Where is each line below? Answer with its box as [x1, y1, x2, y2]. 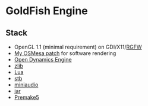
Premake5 [14, 94, 39, 101]
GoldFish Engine [5, 4, 89, 18]
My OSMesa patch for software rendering [14, 50, 116, 57]
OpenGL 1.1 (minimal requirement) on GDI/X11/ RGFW [14, 43, 142, 50]
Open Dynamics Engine [14, 56, 72, 63]
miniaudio [14, 81, 39, 88]
